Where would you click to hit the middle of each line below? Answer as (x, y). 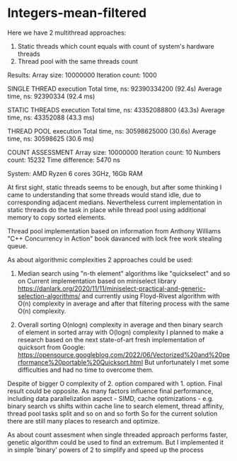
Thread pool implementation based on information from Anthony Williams (114, 230)
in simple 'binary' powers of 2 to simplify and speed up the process (105, 450)
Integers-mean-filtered (77, 13)
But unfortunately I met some (187, 362)
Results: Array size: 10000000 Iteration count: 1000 (82, 75)
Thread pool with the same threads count (78, 61)
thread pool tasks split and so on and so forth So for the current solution (112, 413)
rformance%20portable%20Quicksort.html (80, 362)
